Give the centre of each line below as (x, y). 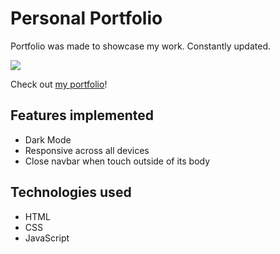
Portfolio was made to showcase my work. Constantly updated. (140, 46)
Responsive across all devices (87, 150)
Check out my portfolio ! (59, 84)
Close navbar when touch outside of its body (117, 161)
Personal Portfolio (86, 18)
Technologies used (71, 192)
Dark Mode (48, 139)
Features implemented (82, 115)
